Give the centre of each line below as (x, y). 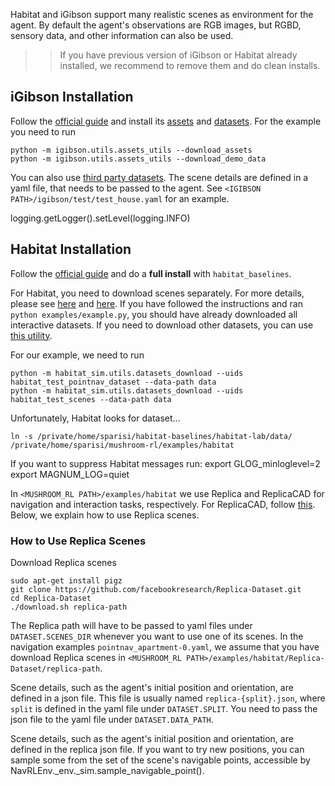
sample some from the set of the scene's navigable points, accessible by (160, 760)
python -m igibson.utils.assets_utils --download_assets (131, 150)
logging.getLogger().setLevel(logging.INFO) (100, 218)
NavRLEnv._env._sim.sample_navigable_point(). (107, 770)
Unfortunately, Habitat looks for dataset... (95, 418)
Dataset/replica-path (55, 669)
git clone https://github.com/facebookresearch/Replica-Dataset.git (156, 589)
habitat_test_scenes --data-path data (91, 399)
